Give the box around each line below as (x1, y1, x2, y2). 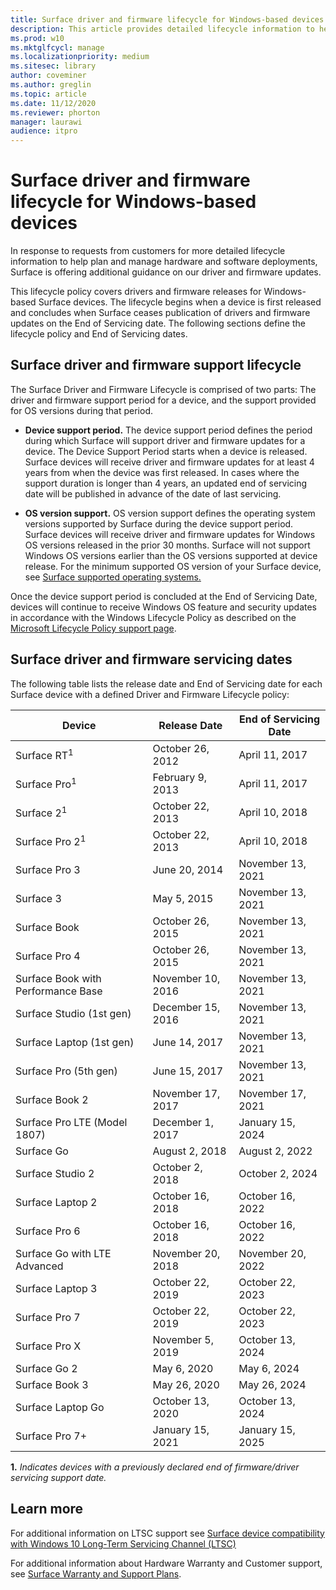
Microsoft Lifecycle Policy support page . (10, 622, 177, 634)
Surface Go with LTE (15, 1246, 112, 1260)
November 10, (152, 971, 221, 985)
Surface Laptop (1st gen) (15, 1035, 135, 1049)
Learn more (10, 1501, 84, 1518)
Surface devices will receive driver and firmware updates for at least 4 (24, 456, 315, 468)
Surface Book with (15, 971, 102, 985)
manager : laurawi (10, 117, 83, 127)
